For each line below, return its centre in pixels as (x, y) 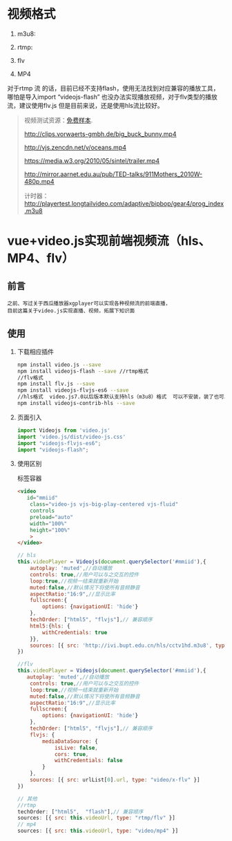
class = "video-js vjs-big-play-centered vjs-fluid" (104, 504)
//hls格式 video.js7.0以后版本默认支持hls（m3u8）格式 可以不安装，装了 (115, 397)
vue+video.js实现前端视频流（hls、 (109, 241)
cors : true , (71, 754)
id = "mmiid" (42, 498)
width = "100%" (49, 523)
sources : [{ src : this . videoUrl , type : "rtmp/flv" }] (96, 818)
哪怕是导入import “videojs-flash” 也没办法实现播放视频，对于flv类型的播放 (112, 97)
